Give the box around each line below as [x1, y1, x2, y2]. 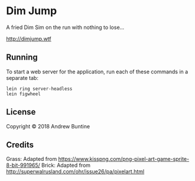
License [6, 107, 36, 117]
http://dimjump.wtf [6, 35, 51, 42]
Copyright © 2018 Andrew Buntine [6, 122, 90, 130]
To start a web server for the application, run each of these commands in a [6, 68, 188, 75]
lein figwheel [6, 90, 41, 97]
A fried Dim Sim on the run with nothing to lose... [6, 24, 125, 31]
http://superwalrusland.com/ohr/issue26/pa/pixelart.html [6, 168, 145, 175]
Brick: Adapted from [41, 161, 90, 169]
